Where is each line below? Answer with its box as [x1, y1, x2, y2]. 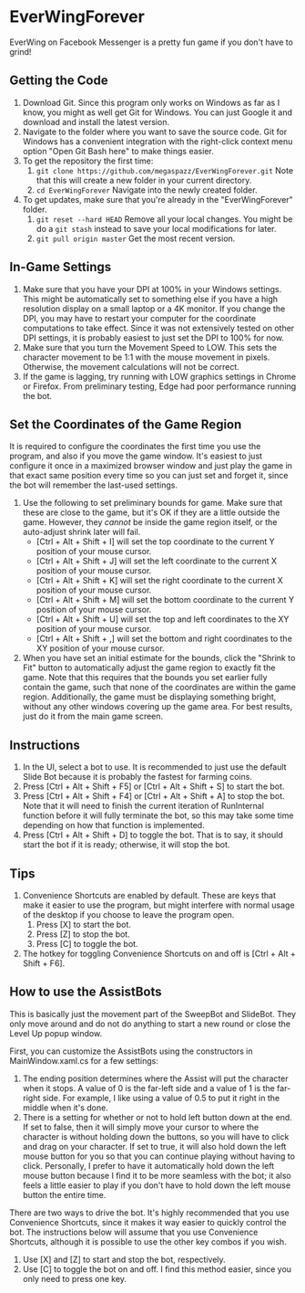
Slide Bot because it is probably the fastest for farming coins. [22, 772, 253, 783]
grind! [9, 46, 32, 57]
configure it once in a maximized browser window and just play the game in [9, 460, 293, 471]
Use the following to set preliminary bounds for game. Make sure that [22, 498, 283, 509]
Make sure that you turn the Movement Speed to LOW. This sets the [22, 342, 278, 352]
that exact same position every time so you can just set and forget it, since [9, 470, 289, 481]
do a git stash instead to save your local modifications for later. [36, 223, 277, 234]
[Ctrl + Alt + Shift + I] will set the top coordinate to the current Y [36, 536, 275, 547]
